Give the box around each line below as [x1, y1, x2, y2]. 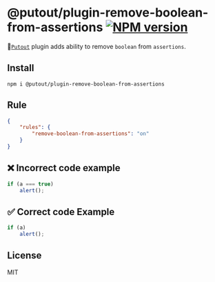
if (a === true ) [7, 181, 54, 188]
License [7, 250, 42, 261]
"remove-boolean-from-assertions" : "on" [32, 130, 150, 137]
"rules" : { [19, 124, 51, 131]
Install [7, 62, 34, 74]
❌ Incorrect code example [7, 162, 121, 174]
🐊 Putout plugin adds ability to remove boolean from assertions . [7, 42, 186, 50]
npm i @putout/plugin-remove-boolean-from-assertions [7, 81, 165, 88]
